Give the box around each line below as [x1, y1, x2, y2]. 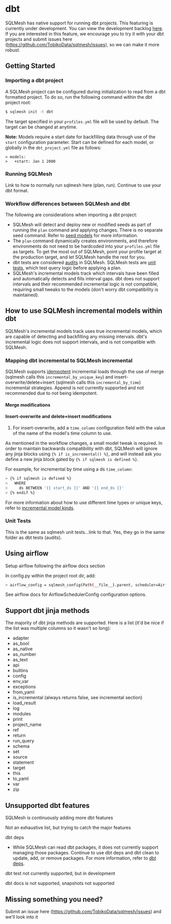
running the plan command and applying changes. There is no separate [12, 227, 163, 233]
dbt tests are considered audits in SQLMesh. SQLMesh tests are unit [12, 259, 156, 266]
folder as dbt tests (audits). [5, 534, 62, 540]
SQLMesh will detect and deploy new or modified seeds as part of [12, 222, 152, 228]
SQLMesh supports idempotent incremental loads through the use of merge [5, 368, 164, 374]
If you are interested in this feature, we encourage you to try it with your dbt [5, 31, 164, 37]
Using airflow [5, 549, 49, 558]
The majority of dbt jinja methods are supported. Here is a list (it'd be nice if [5, 620, 164, 626]
